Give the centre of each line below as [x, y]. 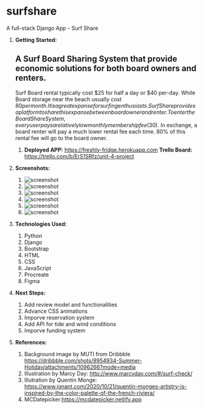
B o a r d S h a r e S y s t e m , [40, 118]
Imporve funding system [55, 330]
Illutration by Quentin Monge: [60, 380]
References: [31, 342]
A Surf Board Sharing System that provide [96, 59]
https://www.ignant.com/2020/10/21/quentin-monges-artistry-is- [105, 386]
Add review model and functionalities [71, 304]
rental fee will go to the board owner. [61, 138]
